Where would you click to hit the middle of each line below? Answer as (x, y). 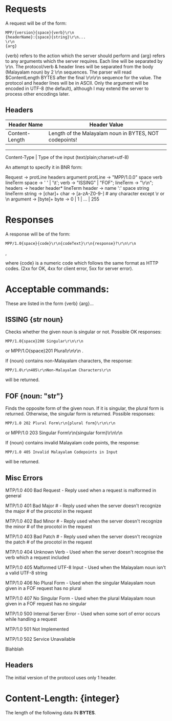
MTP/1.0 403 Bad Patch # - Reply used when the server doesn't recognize (84, 537)
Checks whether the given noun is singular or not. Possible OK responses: (84, 332)
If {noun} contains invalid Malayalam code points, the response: (72, 443)
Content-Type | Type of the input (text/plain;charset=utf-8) (67, 157)
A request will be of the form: (36, 23)
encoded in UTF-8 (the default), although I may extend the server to (77, 88)
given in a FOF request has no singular (46, 604)
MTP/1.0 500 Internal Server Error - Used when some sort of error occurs (83, 614)
